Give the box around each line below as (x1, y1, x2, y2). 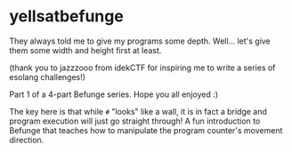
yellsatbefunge (9, 6, 125, 27)
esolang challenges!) (9, 71, 86, 82)
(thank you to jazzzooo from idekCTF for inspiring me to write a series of (9, 62, 276, 73)
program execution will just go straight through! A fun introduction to (9, 116, 261, 126)
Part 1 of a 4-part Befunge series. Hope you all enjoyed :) (9, 89, 219, 100)
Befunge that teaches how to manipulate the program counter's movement (9, 124, 283, 135)
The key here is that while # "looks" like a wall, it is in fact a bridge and (9, 106, 267, 116)
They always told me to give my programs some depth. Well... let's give (9, 36, 272, 46)
